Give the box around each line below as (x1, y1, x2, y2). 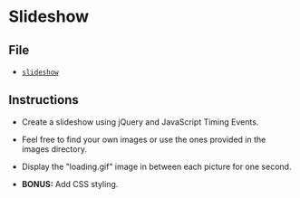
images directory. (21, 143, 88, 155)
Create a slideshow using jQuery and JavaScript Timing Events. (21, 116, 259, 127)
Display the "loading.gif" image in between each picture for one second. (21, 161, 292, 172)
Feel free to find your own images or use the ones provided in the (21, 134, 266, 145)
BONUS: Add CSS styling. (21, 178, 119, 189)
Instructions (8, 92, 79, 108)
